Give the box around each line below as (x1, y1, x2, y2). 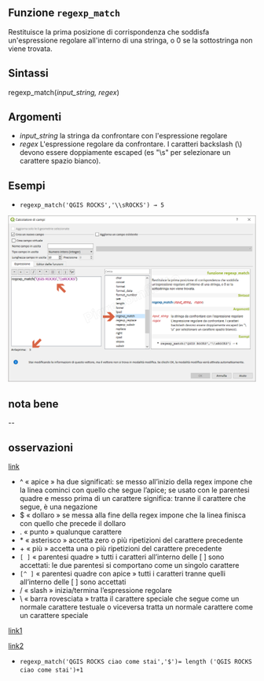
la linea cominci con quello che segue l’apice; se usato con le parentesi (19, 485, 250, 495)
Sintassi (8, 67, 49, 80)
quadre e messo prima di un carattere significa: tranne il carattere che (19, 494, 246, 502)
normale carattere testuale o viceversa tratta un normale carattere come (19, 602, 254, 612)
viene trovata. (8, 43, 53, 53)
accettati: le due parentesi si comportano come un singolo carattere (19, 561, 240, 569)
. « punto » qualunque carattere (19, 527, 122, 536)
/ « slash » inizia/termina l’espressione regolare (19, 586, 173, 594)
